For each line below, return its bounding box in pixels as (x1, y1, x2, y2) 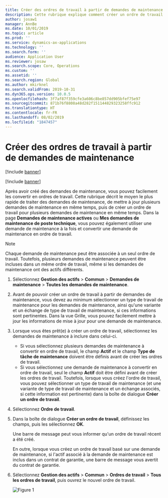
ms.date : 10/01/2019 (5, 26, 49, 31)
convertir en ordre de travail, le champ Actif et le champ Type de (20, 348, 155, 354)
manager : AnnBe (5, 21, 37, 27)
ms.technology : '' (5, 45, 44, 50)
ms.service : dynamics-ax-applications (5, 40, 87, 45)
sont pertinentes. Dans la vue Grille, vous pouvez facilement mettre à (12, 312, 156, 318)
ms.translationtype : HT (5, 106, 55, 111)
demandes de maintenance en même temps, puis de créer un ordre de (5, 204, 151, 210)
